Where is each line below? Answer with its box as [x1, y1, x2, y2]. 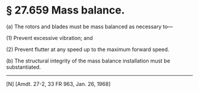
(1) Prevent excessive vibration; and [6, 34, 93, 41]
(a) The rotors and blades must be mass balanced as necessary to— [6, 23, 174, 30]
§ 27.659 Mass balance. [6, 4, 126, 17]
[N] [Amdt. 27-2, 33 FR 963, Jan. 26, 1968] [6, 80, 111, 87]
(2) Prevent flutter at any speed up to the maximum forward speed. [6, 45, 169, 53]
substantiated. [6, 63, 41, 71]
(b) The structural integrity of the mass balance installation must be [6, 57, 171, 64]
